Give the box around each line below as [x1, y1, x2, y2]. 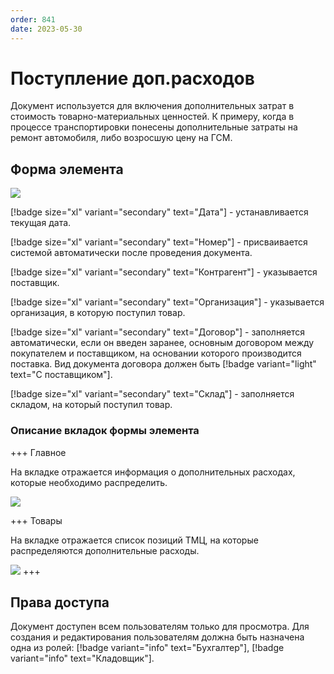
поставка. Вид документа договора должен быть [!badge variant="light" [10, 358, 317, 370]
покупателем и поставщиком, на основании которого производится [10, 347, 302, 360]
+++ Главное [10, 446, 67, 458]
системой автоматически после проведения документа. [10, 247, 253, 259]
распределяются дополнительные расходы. [10, 544, 200, 556]
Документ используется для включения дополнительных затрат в [10, 100, 295, 112]
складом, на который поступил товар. [10, 399, 173, 411]
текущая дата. [10, 217, 72, 229]
